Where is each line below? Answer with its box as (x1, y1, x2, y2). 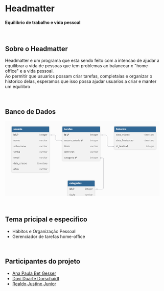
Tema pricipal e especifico (5, 215, 88, 224)
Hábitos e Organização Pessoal (12, 228, 76, 234)
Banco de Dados (5, 107, 56, 116)
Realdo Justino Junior (12, 281, 56, 287)
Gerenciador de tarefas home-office (12, 234, 86, 239)
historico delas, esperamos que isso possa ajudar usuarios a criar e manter (5, 79, 157, 84)
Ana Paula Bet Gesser (12, 270, 56, 276)
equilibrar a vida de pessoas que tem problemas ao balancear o (5, 63, 134, 69)
